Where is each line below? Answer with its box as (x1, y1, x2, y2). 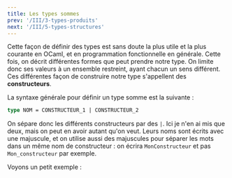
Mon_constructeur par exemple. (7, 149, 97, 158)
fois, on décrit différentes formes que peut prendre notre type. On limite (7, 57, 214, 66)
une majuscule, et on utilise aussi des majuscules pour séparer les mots (7, 135, 215, 143)
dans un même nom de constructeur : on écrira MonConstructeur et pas (7, 142, 211, 151)
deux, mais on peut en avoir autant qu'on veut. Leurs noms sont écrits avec (7, 127, 224, 135)
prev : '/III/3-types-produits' (7, 17, 99, 24)
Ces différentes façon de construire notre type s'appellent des (7, 72, 187, 81)
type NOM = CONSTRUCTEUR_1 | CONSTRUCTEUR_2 (7, 107, 139, 114)
